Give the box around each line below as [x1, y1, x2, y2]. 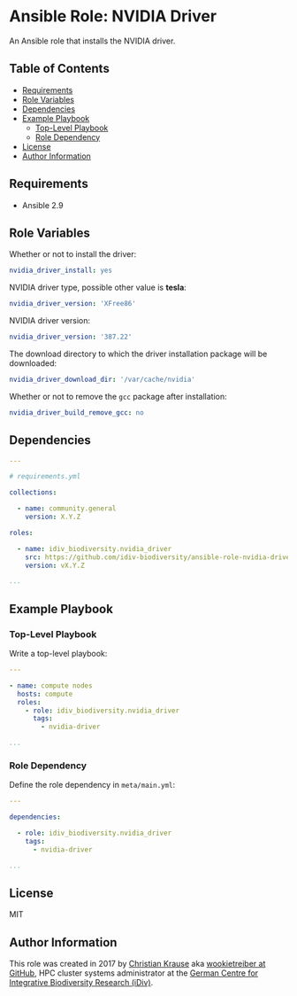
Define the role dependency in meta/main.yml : [9, 780, 176, 790]
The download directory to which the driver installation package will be [9, 348, 268, 359]
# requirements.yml [9, 472, 81, 481]
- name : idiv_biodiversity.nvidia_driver [17, 544, 172, 553]
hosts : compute [17, 689, 73, 698]
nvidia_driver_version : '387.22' [9, 332, 133, 342]
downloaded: [9, 358, 57, 369]
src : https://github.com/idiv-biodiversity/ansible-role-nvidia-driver [25, 552, 294, 562]
